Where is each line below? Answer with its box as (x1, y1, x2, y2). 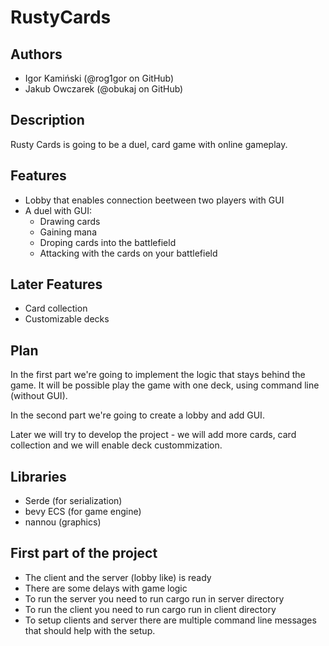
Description (10, 112, 85, 129)
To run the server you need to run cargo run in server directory (24, 592, 285, 605)
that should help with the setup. (24, 624, 156, 636)
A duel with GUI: (24, 204, 93, 216)
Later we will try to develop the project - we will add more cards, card (10, 429, 297, 441)
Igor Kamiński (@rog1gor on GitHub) (24, 72, 175, 84)
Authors (10, 46, 63, 63)
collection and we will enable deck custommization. (10, 439, 223, 451)
